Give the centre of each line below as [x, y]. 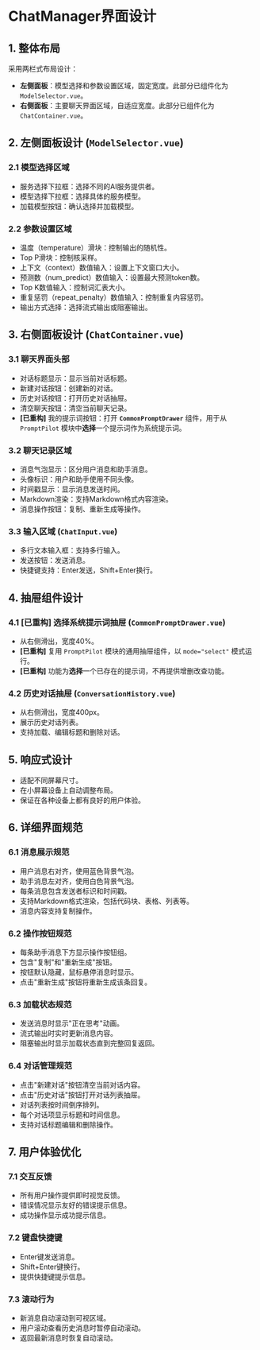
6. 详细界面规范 [46, 828]
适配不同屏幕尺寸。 [51, 781]
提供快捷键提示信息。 [54, 1276]
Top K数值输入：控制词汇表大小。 [75, 287]
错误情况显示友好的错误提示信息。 [75, 1205]
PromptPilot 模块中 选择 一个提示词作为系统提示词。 [103, 428]
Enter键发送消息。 [49, 1256]
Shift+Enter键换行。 [52, 1267]
